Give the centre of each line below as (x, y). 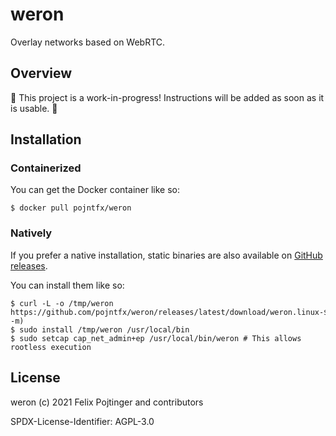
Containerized (46, 168)
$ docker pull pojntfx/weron (71, 208)
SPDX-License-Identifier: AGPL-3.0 (82, 421)
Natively (31, 233)
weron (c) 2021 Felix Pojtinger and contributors (107, 402)
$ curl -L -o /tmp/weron (62, 303)
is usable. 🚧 (34, 108)
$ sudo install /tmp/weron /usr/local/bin (100, 329)
